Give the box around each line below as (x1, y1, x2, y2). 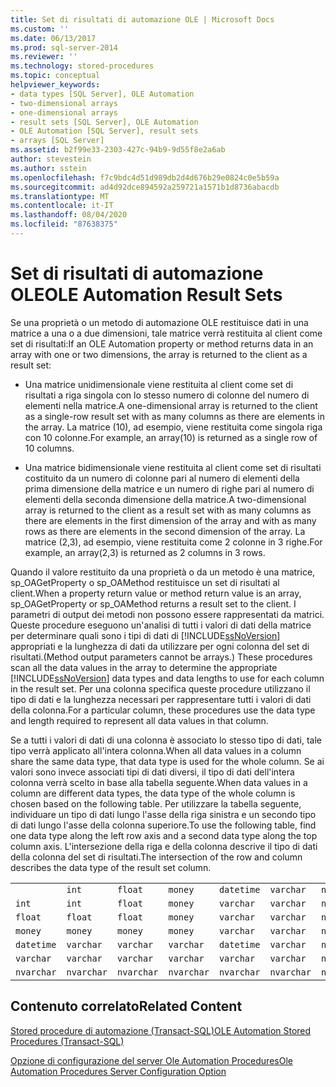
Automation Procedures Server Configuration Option (10, 1065, 227, 1077)
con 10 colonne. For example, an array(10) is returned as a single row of (24, 431, 318, 443)
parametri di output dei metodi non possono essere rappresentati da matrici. (10, 608, 325, 620)
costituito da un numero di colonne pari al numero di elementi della (24, 472, 300, 484)
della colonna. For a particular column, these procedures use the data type (10, 704, 316, 716)
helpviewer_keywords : (10, 80, 101, 90)
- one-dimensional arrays (10, 107, 118, 118)
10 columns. (24, 442, 75, 454)
